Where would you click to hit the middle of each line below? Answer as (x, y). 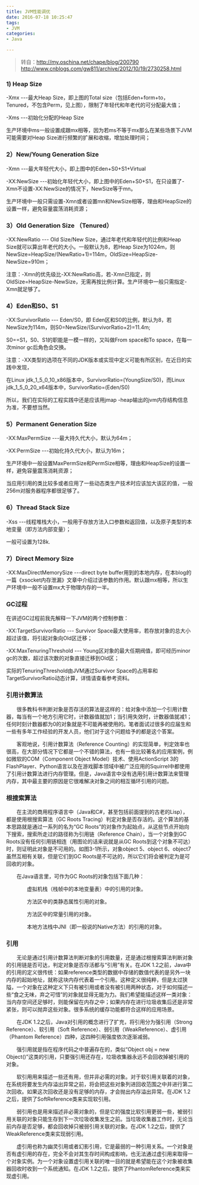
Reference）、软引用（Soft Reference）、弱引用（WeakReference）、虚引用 (97, 1030)
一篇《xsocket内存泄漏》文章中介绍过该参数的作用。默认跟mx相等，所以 (95, 580)
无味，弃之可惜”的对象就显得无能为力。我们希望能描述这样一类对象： (108, 995)
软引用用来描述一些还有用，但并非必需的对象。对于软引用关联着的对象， (105, 1077)
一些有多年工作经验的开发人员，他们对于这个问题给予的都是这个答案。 (92, 731)
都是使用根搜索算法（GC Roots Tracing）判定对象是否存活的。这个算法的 (95, 819)
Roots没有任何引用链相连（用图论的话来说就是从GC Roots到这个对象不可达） (99, 841)
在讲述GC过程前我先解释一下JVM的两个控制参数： (68, 618)
